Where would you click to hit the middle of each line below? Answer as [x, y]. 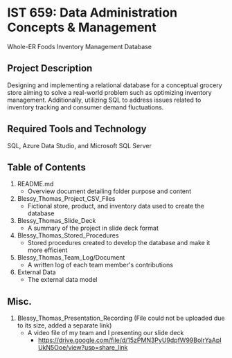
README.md [35, 184]
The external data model [62, 280]
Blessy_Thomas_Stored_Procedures [68, 235]
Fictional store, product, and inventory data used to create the [116, 206]
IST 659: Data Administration [92, 13]
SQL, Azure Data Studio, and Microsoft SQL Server [80, 145]
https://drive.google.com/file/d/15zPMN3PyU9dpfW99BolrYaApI [130, 340]
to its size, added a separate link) [64, 325]
